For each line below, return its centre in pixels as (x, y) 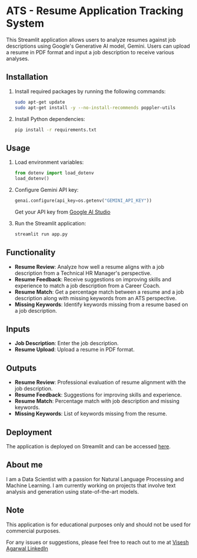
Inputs (18, 329)
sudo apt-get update (40, 102)
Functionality (31, 253)
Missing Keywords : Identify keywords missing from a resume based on (101, 304)
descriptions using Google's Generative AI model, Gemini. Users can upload (98, 46)
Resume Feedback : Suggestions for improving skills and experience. (98, 395)
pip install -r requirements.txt (56, 130)
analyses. (18, 58)
